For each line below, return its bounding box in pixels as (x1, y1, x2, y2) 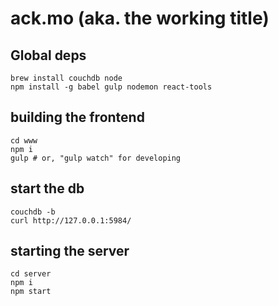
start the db (10, 180, 85, 197)
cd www (10, 135, 38, 146)
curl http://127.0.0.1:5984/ (10, 215, 132, 226)
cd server (10, 269, 52, 279)
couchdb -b (10, 207, 56, 217)
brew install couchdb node (10, 73, 123, 83)
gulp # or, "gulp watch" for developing (10, 153, 182, 163)
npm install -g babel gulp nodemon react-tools (10, 82, 213, 92)
